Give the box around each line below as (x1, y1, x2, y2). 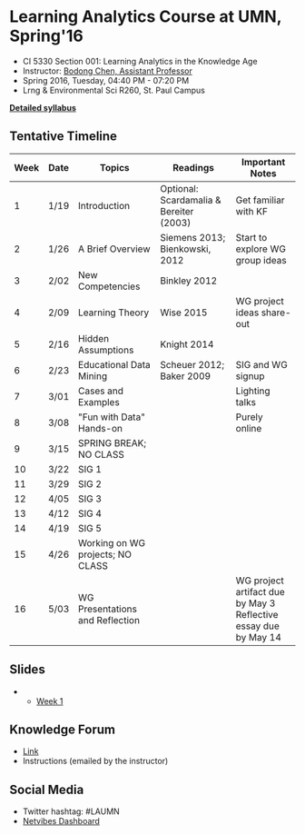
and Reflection (78, 613, 141, 626)
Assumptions (78, 343, 134, 356)
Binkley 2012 (160, 274, 218, 287)
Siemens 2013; (160, 231, 226, 244)
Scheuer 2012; (160, 358, 225, 371)
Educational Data (78, 358, 152, 371)
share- (261, 306, 292, 319)
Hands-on (78, 422, 123, 434)
